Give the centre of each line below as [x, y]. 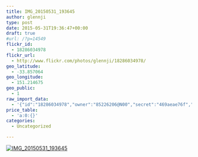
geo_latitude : [24, 66]
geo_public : [21, 88]
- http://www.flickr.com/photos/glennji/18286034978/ [79, 61]
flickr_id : [19, 45]
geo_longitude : [25, 77]
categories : [21, 121]
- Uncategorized [31, 126]
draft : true [21, 34]
